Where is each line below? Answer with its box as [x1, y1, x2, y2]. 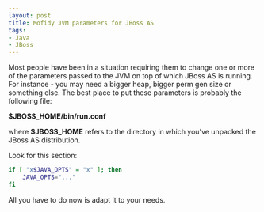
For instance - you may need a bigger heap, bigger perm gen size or [8, 80, 231, 89]
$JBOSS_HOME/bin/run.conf [8, 112, 106, 121]
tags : [8, 26, 26, 34]
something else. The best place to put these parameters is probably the [8, 88, 242, 97]
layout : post [8, 11, 52, 20]
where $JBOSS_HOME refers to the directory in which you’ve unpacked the [8, 127, 256, 137]
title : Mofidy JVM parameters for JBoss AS [8, 19, 155, 27]
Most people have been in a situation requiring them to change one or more [8, 62, 255, 72]
